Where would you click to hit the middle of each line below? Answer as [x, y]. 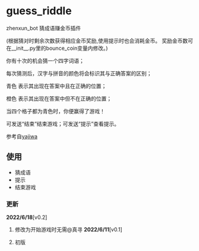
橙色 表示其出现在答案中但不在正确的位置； [59, 99]
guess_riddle [39, 11]
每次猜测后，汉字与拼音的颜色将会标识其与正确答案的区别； [79, 73]
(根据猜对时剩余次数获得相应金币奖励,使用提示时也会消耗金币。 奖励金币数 [97, 40]
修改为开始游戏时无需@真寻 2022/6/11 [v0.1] [69, 230]
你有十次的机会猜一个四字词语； [45, 61]
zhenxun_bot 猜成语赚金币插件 [44, 28]
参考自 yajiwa [22, 136]
